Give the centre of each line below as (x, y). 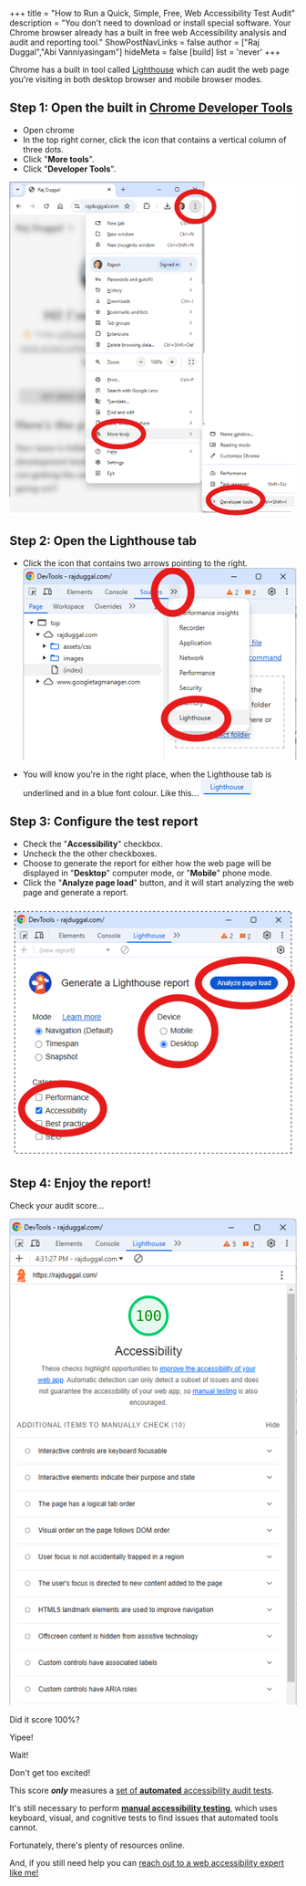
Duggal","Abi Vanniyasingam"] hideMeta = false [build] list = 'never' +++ (145, 52)
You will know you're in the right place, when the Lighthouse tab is (147, 774)
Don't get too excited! (50, 1773)
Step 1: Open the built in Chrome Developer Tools (151, 108)
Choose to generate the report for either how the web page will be (147, 863)
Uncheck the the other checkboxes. (90, 854)
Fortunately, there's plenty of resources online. (97, 1845)
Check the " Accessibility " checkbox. (92, 843)
